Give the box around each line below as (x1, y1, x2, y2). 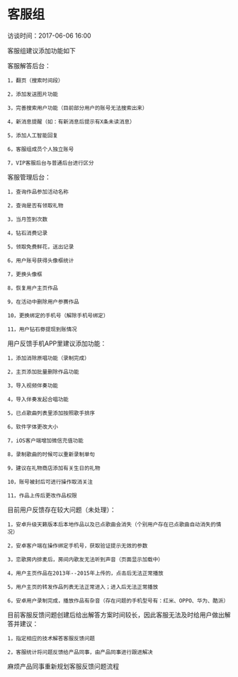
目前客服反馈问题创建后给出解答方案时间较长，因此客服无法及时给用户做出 (7, 610, 225, 619)
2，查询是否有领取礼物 (7, 202, 64, 209)
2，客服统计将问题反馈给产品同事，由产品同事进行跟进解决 (7, 649, 154, 656)
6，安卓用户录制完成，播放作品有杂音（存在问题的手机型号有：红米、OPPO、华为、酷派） (7, 597, 229, 604)
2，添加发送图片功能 (7, 90, 59, 98)
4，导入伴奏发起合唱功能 (7, 395, 69, 403)
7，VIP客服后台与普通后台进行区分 (7, 159, 94, 167)
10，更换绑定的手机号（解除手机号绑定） (7, 312, 109, 319)
